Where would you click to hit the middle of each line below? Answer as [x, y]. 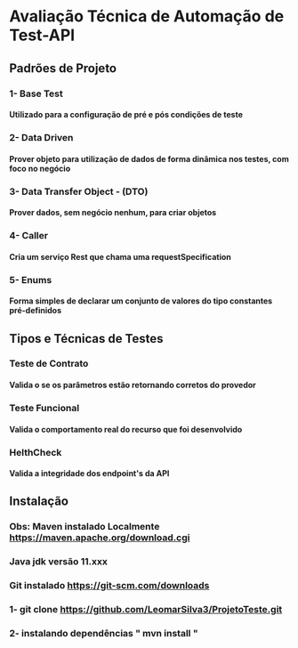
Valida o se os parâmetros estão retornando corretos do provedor [133, 385]
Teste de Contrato [49, 364]
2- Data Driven [41, 138]
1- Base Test [36, 93]
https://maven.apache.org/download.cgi [100, 538]
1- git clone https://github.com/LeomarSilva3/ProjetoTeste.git [146, 610]
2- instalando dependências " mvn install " [104, 634]
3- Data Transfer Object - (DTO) [79, 191]
